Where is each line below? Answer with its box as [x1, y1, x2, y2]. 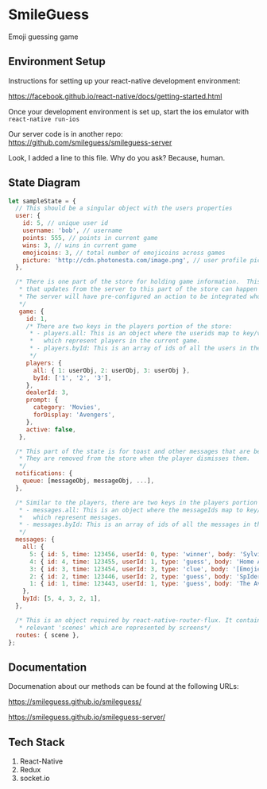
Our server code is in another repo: [8, 129, 123, 138]
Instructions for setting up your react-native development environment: [8, 75, 241, 85]
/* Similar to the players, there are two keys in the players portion [15, 498, 258, 506]
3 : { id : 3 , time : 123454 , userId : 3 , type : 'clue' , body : [29, 565, 230, 573]
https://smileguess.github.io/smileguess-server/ [8, 713, 165, 722]
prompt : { [25, 396, 59, 404]
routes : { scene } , [15, 631, 80, 639]
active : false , [25, 425, 77, 434]
